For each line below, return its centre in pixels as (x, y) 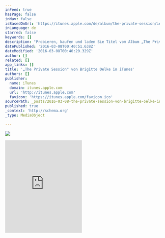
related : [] (17, 60)
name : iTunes (23, 83)
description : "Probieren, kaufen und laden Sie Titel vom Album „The (78, 42)
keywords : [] (18, 38)
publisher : (16, 79)
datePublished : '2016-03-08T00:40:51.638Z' (50, 46)
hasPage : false (21, 14)
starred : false (21, 33)
